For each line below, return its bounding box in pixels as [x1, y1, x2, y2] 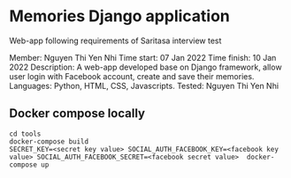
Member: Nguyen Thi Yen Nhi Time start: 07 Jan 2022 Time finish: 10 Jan [9, 52, 277, 63]
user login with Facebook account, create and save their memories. [9, 70, 255, 81]
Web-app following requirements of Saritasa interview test [9, 35, 222, 46]
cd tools [9, 130, 42, 138]
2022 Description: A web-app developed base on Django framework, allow [9, 62, 282, 72]
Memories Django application [9, 6, 230, 26]
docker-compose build [9, 137, 89, 146]
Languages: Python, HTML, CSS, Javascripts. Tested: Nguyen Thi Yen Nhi [9, 80, 280, 91]
